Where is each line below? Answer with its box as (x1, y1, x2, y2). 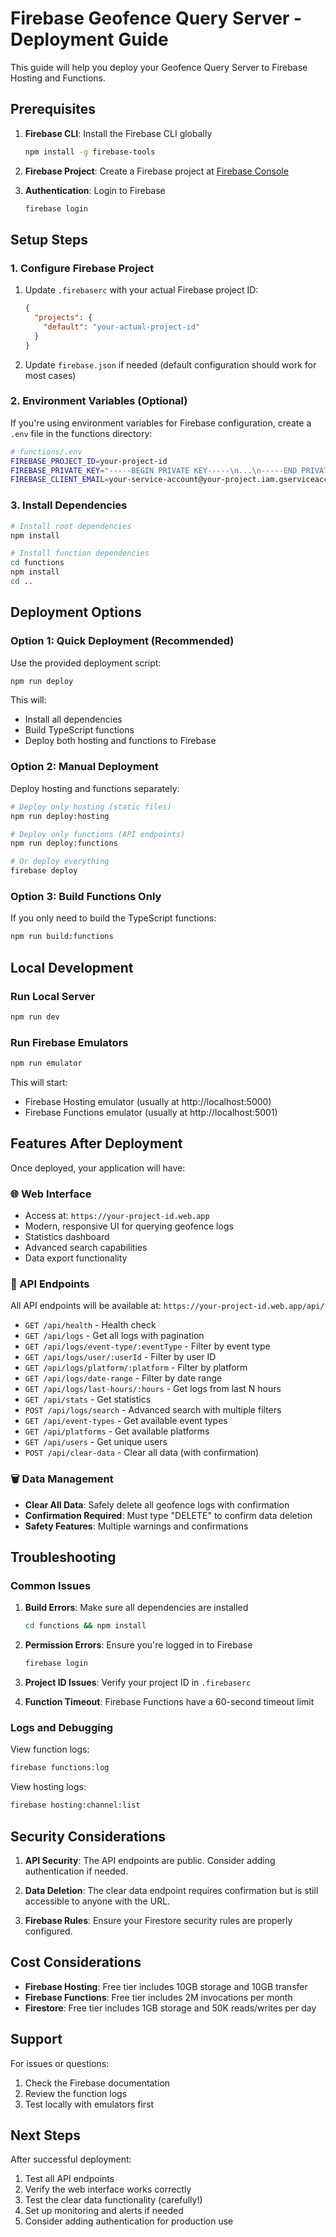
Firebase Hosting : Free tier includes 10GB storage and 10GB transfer (24, 1980, 308, 1992)
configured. (24, 1925, 73, 1937)
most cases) (24, 369, 77, 381)
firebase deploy (10, 866, 78, 876)
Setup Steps (10, 231, 88, 248)
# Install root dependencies (10, 521, 132, 531)
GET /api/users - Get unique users (24, 1436, 168, 1448)
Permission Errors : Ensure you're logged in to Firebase (24, 1639, 253, 1651)
